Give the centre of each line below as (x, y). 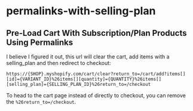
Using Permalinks (40, 42)
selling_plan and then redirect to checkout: (59, 63)
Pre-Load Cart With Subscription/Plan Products (96, 33)
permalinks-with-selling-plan (81, 11)
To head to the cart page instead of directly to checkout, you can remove (96, 95)
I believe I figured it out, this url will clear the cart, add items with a (88, 57)
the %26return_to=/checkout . (41, 102)
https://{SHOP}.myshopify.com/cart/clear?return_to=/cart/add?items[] (96, 74)
